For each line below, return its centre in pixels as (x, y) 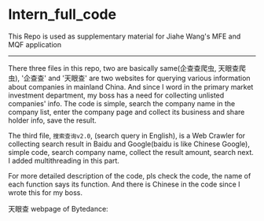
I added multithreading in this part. (64, 160)
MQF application (35, 44)
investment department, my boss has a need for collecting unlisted (116, 95)
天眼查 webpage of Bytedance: (58, 208)
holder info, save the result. (52, 120)
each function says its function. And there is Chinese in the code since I (125, 184)
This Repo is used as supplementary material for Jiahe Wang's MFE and (125, 36)
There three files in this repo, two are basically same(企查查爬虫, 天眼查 (124, 68)
